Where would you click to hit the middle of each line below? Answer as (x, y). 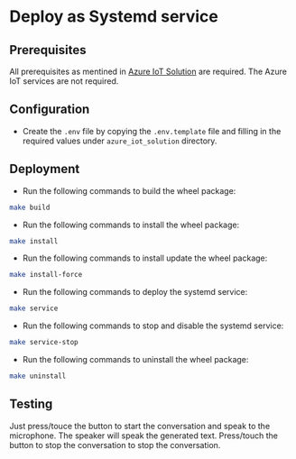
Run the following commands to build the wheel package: (129, 190)
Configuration (50, 110)
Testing (31, 404)
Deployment (45, 169)
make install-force (46, 275)
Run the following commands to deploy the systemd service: (135, 292)
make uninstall (38, 376)
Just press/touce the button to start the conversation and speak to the (140, 426)
